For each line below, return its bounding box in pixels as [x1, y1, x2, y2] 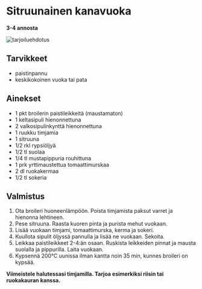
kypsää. [14, 259, 35, 266]
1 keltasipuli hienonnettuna [14, 116, 81, 123]
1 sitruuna [14, 135, 39, 143]
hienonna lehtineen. [14, 213, 65, 221]
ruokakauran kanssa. [6, 277, 61, 284]
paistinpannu [14, 70, 48, 77]
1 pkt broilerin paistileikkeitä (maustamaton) [14, 109, 124, 117]
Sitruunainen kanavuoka [6, 4, 131, 18]
